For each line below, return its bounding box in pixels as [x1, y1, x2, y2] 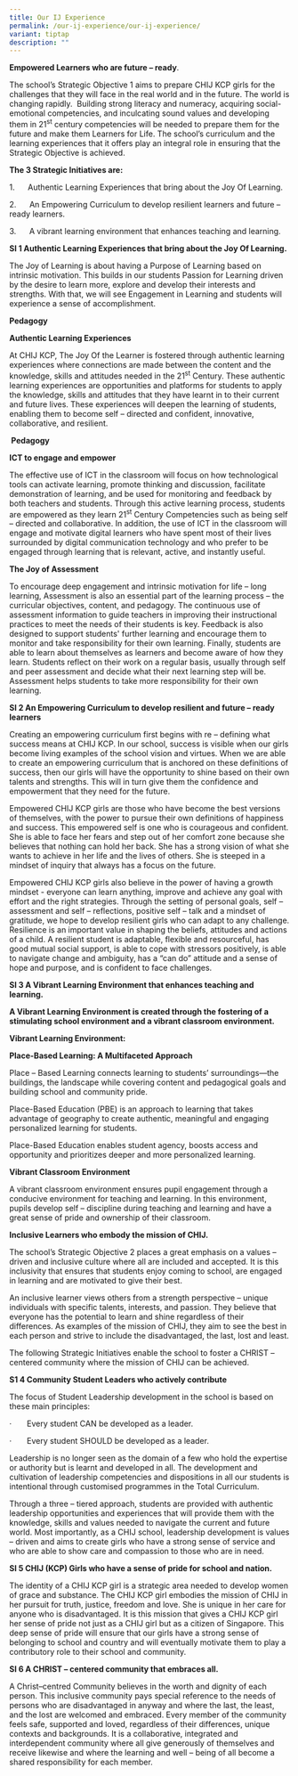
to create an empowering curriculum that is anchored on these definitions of [9, 758, 289, 769]
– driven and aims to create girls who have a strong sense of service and [9, 1536, 276, 1547]
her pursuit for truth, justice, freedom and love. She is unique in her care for [9, 1600, 286, 1610]
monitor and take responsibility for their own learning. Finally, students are [9, 638, 282, 648]
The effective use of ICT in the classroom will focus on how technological [9, 469, 278, 480]
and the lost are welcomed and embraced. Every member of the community [9, 1709, 287, 1720]
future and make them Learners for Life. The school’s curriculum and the [9, 128, 276, 139]
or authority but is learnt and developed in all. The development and [9, 1462, 258, 1473]
